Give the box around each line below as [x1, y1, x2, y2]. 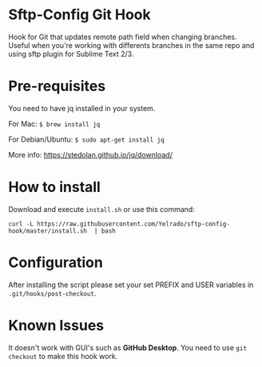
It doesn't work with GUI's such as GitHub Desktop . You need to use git [8, 342, 248, 353]
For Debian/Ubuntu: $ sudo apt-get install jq [8, 134, 165, 144]
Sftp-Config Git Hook [8, 6, 151, 24]
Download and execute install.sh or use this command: [8, 204, 196, 213]
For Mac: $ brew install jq [8, 118, 101, 129]
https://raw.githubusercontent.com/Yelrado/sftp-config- [37, 220, 230, 228]
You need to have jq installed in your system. [8, 103, 156, 113]
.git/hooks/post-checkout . [8, 288, 97, 297]
